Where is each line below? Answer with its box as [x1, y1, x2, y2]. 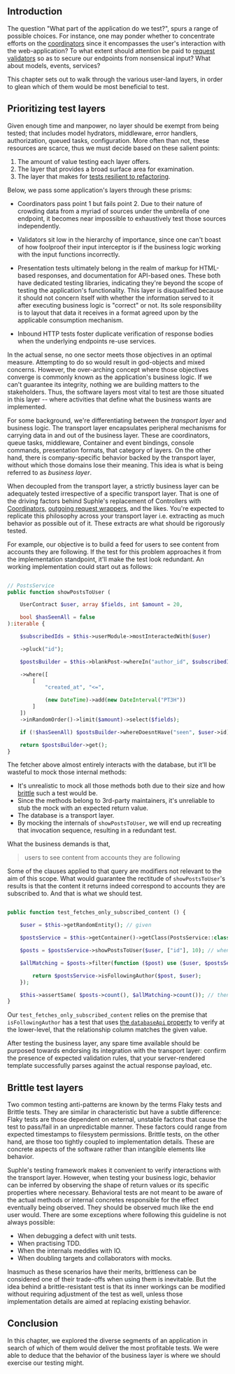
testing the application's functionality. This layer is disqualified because [17, 286, 224, 294]
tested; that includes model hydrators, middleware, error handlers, [7, 129, 198, 137]
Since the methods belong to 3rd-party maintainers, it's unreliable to [17, 797, 215, 805]
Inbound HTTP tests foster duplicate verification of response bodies [17, 329, 214, 338]
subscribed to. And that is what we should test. [7, 889, 143, 898]
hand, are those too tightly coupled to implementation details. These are [7, 1138, 215, 1146]
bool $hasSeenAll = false [20, 614, 96, 621]
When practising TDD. [17, 1239, 82, 1248]
